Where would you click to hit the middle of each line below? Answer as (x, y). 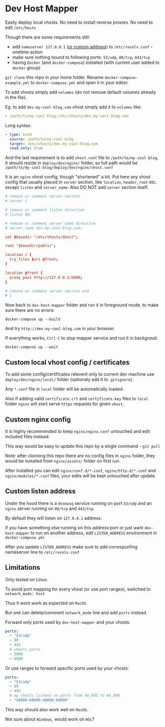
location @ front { (24, 273)
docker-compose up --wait (32, 347)
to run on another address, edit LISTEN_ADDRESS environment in (94, 533)
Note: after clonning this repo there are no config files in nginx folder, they (80, 456)
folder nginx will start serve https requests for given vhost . (65, 404)
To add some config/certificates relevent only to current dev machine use (80, 374)
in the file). (16, 97)
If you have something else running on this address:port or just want (74, 527)
